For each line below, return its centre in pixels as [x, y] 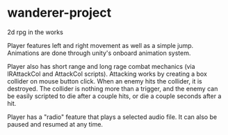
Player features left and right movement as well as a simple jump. [100, 45]
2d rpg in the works [35, 32]
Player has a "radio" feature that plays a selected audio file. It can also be [112, 117]
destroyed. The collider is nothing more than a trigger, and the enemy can [113, 88]
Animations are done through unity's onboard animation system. [99, 53]
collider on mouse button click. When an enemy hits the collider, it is [105, 81]
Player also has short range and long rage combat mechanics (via [101, 66]
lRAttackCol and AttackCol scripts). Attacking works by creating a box [107, 74]
